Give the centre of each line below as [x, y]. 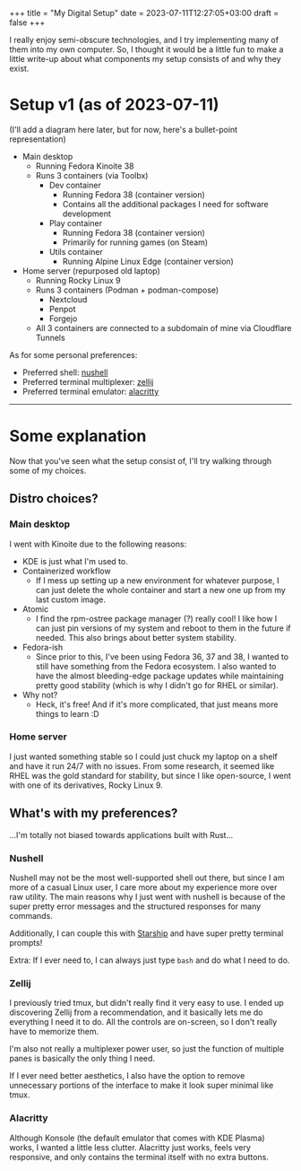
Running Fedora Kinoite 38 [85, 166]
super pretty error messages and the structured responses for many [135, 906]
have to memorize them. [54, 1032]
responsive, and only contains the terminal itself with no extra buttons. [139, 1157]
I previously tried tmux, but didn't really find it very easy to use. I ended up [146, 1003]
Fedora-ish [43, 647]
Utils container [76, 251]
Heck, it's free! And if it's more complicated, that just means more [157, 704]
